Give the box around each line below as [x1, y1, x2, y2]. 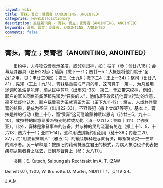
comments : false [5, 30, 38, 34]
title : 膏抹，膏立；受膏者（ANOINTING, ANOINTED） [5, 12, 101, 17]
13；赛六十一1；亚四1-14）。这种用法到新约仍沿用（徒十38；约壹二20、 [9, 129, 151, 135]
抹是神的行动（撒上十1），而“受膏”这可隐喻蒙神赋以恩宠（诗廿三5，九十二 [5, 111, 151, 117]
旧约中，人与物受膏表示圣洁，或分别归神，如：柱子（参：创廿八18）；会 [13, 63, 156, 68]
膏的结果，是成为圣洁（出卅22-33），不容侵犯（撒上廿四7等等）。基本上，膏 [5, 105, 156, 111]
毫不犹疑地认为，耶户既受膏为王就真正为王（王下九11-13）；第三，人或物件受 [5, 99, 158, 105]
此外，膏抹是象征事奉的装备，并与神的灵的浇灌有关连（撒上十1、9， [15, 123, 152, 129]
